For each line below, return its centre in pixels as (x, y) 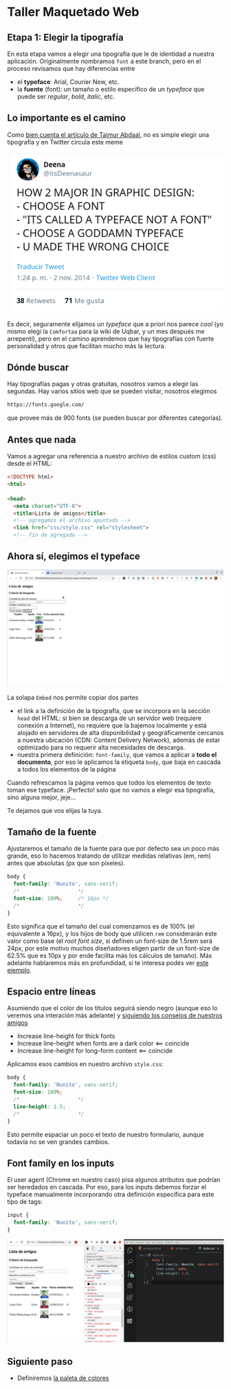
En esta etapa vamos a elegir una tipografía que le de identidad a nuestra (111, 54)
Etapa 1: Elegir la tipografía (65, 38)
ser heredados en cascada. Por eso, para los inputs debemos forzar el (107, 1187)
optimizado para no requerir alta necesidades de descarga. (101, 747)
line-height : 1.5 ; (40, 1106)
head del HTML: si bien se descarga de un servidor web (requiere (109, 718)
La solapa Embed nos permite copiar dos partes (73, 697)
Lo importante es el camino (66, 118)
